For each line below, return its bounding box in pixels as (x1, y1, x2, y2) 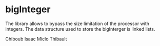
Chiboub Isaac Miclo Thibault (5, 36, 67, 42)
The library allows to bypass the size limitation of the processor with (5, 20, 150, 27)
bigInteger (5, 4, 51, 15)
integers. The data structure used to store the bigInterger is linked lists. (5, 26, 155, 32)
